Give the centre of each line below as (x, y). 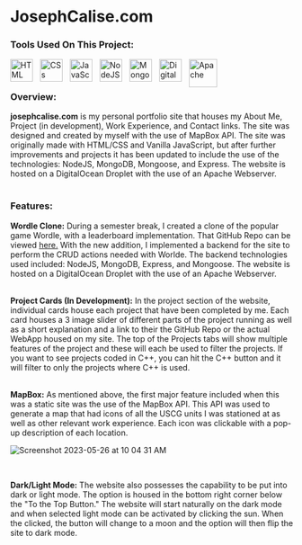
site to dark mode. (44, 532)
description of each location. (75, 433)
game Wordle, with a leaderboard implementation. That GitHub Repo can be (151, 235)
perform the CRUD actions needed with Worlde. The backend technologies (149, 255)
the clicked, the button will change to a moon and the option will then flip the (152, 523)
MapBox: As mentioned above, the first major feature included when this (145, 394)
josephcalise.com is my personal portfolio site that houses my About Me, (146, 116)
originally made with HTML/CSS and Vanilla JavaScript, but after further (143, 145)
